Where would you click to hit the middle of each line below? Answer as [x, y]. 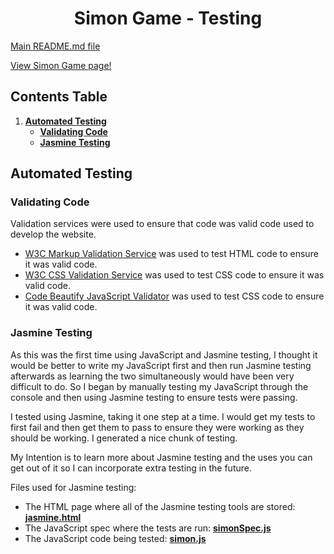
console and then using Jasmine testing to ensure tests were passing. [154, 397]
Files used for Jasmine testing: [73, 487]
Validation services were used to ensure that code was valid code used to [162, 224]
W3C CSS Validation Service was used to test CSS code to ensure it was [174, 275]
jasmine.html [53, 517]
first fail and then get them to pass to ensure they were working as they [157, 427]
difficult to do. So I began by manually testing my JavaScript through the [159, 386]
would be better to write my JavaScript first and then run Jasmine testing [161, 365]
